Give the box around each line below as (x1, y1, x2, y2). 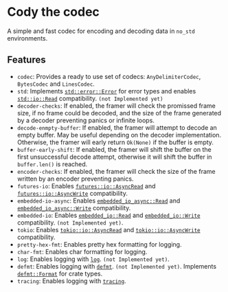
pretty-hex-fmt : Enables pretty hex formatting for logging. (16, 240, 182, 248)
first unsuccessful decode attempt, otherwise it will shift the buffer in (16, 153, 212, 161)
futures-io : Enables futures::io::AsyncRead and (16, 181, 156, 190)
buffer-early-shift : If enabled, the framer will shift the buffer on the (16, 145, 212, 153)
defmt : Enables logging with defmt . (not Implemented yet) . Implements (16, 262, 217, 270)
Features (7, 54, 46, 66)
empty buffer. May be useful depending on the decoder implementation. (16, 131, 222, 139)
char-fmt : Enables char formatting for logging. (16, 247, 148, 256)
